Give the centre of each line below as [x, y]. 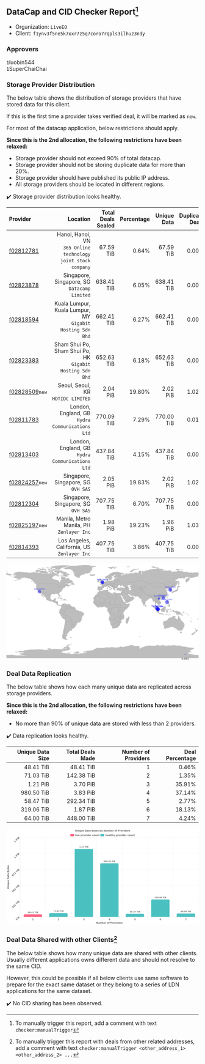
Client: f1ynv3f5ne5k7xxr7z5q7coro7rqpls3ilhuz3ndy [80, 33]
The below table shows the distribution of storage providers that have [94, 98]
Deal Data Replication [39, 674]
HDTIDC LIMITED [71, 399]
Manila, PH [77, 525]
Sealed [106, 225]
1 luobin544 [20, 62]
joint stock [75, 261]
